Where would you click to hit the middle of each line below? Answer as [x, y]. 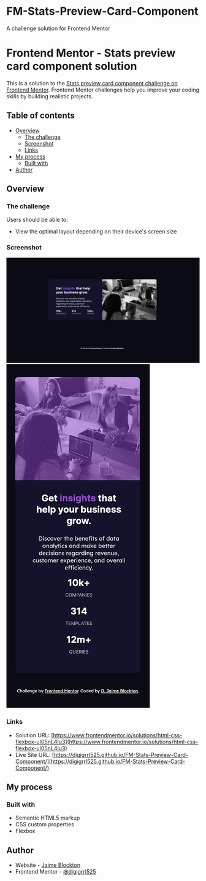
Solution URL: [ [34, 735]
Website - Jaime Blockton [48, 865]
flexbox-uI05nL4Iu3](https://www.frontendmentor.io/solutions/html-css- [107, 742]
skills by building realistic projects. [50, 96]
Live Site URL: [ [35, 754]
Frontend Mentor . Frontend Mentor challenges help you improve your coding [103, 90]
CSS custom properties [45, 824]
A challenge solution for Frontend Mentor [58, 28]
